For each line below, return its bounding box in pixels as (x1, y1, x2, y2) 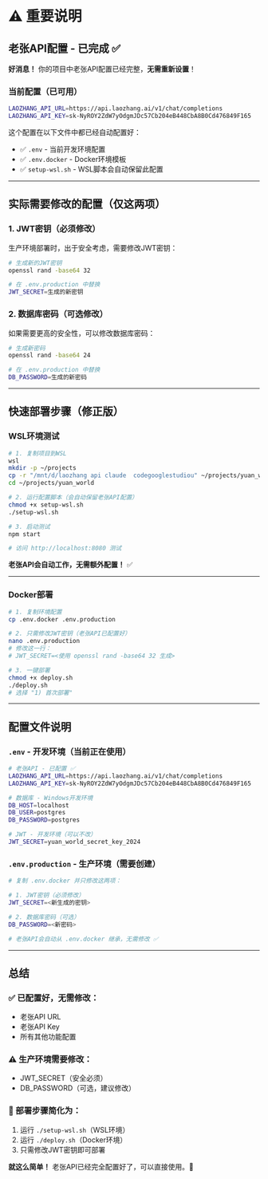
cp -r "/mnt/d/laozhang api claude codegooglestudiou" (8, 471, 198, 479)
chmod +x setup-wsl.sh (8, 500, 84, 509)
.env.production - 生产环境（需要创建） (8, 858, 161, 869)
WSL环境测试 (8, 431, 60, 442)
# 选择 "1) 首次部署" (8, 688, 73, 696)
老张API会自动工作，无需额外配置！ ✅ (8, 560, 133, 570)
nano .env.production (8, 637, 81, 645)
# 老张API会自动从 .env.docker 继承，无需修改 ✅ (8, 935, 159, 943)
